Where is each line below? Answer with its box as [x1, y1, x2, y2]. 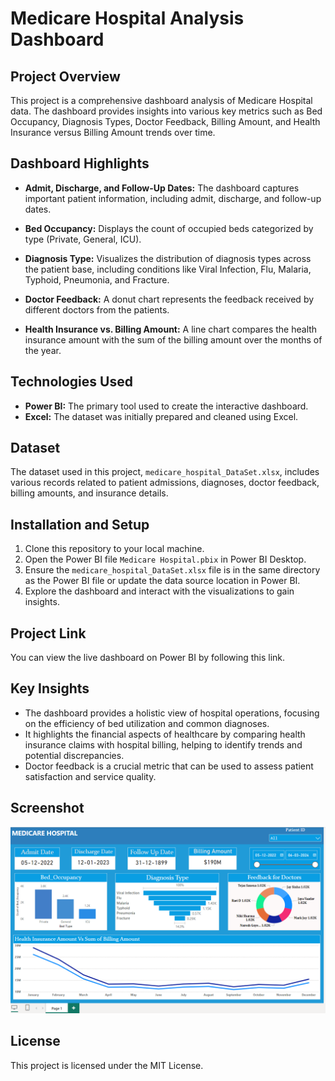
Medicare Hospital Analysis [10, 7, 245, 30]
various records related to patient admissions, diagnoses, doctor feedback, [10, 477, 320, 489]
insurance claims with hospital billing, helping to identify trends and [24, 738, 303, 751]
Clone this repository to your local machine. [24, 543, 205, 555]
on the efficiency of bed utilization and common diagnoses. [24, 717, 270, 729]
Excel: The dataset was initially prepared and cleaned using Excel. [24, 410, 299, 422]
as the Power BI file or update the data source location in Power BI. [24, 575, 301, 587]
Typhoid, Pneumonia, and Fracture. [24, 273, 170, 286]
